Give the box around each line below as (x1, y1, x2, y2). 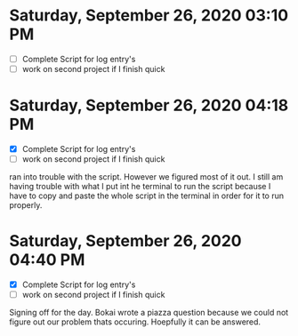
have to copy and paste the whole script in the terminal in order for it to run (9, 190, 285, 201)
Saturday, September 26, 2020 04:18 (9, 95, 289, 116)
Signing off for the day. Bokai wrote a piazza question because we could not (9, 308, 289, 318)
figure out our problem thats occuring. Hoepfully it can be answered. (9, 316, 261, 327)
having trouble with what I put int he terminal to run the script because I (9, 181, 271, 192)
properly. (9, 200, 43, 211)
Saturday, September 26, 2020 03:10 (9, 5, 289, 26)
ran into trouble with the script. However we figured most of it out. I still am (9, 172, 284, 182)
